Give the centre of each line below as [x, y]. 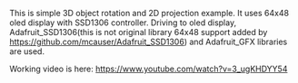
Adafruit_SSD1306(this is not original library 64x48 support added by [139, 32]
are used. [27, 51]
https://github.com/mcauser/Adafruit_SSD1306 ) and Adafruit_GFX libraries [149, 41]
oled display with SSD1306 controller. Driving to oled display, [123, 23]
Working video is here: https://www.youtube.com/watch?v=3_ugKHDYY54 [149, 69]
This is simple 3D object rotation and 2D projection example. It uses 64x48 [149, 13]
